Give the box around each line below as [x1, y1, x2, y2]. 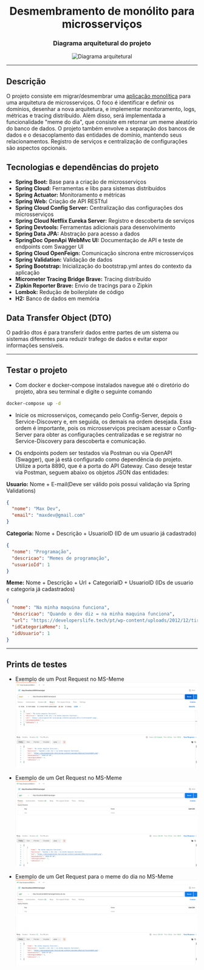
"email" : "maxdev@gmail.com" [12, 512, 86, 519]
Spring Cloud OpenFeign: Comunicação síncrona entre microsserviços [15, 250, 194, 257]
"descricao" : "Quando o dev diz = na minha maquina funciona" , [12, 611, 175, 617]
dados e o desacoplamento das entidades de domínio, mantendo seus [6, 131, 182, 138]
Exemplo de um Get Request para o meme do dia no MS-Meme [15, 872, 174, 880]
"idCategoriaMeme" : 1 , [12, 623, 69, 630]
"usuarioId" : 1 [12, 561, 50, 568]
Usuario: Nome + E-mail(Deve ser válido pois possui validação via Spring [6, 480, 190, 487]
